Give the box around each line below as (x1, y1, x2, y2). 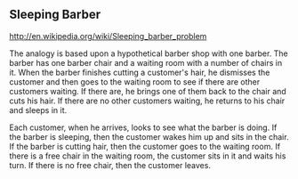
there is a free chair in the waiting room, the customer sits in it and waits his (9, 151, 286, 161)
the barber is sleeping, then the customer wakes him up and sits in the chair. (9, 131, 289, 142)
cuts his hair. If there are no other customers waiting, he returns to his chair (9, 95, 286, 106)
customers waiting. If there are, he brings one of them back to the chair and (9, 85, 286, 96)
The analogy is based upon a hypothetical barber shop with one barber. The (9, 48, 289, 59)
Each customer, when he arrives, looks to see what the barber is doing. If (9, 122, 278, 133)
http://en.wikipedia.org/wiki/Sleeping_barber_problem (9, 30, 207, 41)
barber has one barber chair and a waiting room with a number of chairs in (9, 57, 283, 68)
